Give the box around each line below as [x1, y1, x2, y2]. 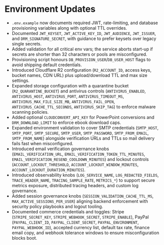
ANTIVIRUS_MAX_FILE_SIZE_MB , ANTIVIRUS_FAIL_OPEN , [11, 98, 115, 104]
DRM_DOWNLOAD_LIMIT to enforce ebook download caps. [11, 120, 121, 125]
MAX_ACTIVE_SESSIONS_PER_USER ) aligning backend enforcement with [11, 198, 148, 204]
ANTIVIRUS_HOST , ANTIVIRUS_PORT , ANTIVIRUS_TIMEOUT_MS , [11, 93, 124, 99]
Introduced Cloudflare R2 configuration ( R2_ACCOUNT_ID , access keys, [11, 67, 152, 73]
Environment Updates [4, 3, 96, 15]
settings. [11, 78, 30, 83]
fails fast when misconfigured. [11, 140, 73, 146]
